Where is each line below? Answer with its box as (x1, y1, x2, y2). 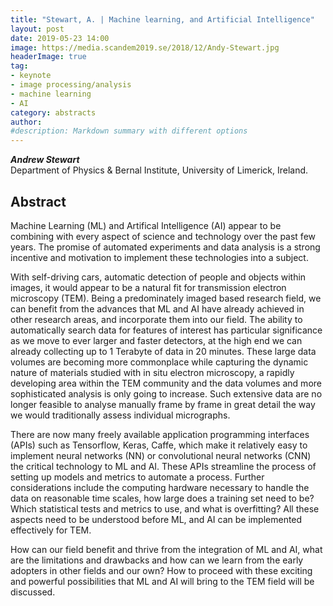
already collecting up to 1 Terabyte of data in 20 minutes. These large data (10, 345, 317, 357)
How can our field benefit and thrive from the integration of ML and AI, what (10, 543, 323, 555)
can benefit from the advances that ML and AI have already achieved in (10, 302, 305, 315)
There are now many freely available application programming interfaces (10, 428, 310, 440)
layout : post (10, 24, 65, 34)
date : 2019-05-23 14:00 (10, 33, 110, 43)
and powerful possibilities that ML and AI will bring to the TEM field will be (10, 575, 315, 587)
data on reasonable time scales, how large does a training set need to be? (10, 492, 315, 504)
